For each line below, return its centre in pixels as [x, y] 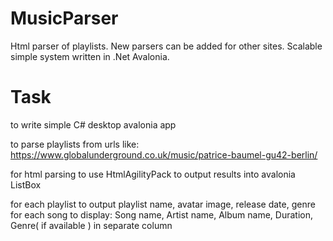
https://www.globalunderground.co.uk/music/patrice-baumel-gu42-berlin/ [164, 154]
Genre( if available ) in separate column [91, 225]
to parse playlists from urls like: [75, 144]
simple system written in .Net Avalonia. [90, 56]
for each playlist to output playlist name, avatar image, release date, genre [163, 204]
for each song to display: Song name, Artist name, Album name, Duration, [161, 214]
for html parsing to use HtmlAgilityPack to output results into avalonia [153, 174]
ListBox [26, 184]
